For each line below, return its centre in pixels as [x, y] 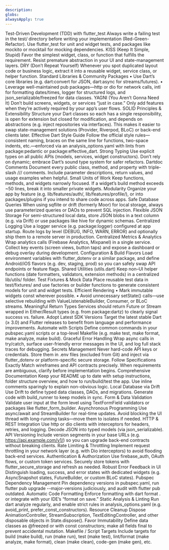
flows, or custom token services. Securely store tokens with [67, 462]
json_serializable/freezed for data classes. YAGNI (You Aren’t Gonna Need [82, 98]
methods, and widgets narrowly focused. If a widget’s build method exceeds [84, 183]
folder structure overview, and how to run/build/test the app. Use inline [79, 381]
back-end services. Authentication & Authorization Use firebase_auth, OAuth [85, 456]
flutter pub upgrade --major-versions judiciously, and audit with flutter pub [83, 489]
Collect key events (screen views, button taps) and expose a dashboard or [82, 248]
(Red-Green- [136, 39]
